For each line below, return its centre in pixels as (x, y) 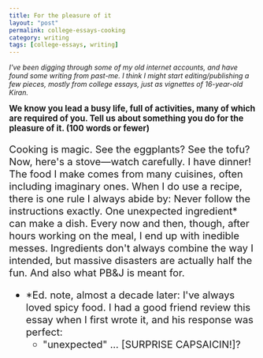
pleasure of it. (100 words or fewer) (80, 129)
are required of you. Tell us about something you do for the (126, 119)
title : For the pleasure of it (60, 15)
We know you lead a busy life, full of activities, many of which (132, 109)
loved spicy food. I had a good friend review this (138, 308)
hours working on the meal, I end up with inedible (124, 236)
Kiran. (19, 92)
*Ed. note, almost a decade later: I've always (130, 295)
